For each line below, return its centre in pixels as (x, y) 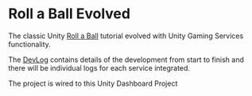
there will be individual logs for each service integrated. (99, 67)
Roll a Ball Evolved (70, 14)
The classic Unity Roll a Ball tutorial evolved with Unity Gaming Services (126, 36)
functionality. (30, 44)
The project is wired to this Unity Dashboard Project (93, 83)
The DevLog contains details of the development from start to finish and (126, 60)
